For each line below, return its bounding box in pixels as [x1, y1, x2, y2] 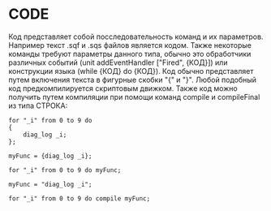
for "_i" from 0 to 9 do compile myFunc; [8, 194, 151, 203]
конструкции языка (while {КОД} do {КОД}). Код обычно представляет [8, 66, 254, 75]
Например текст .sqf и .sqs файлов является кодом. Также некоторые [8, 40, 252, 50]
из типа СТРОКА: [8, 101, 68, 110]
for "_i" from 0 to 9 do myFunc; [8, 166, 122, 174]
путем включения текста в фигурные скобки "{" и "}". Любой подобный [8, 75, 257, 84]
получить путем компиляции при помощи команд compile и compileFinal [8, 92, 260, 101]
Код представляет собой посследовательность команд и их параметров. [8, 32, 264, 41]
